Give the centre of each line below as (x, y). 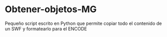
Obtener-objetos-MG (51, 9)
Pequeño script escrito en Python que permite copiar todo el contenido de (83, 23)
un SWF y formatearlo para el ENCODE (46, 28)
